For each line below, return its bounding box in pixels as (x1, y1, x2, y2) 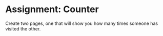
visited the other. (5, 25, 41, 31)
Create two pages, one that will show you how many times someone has (5, 20, 158, 26)
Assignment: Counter (5, 4, 99, 15)
